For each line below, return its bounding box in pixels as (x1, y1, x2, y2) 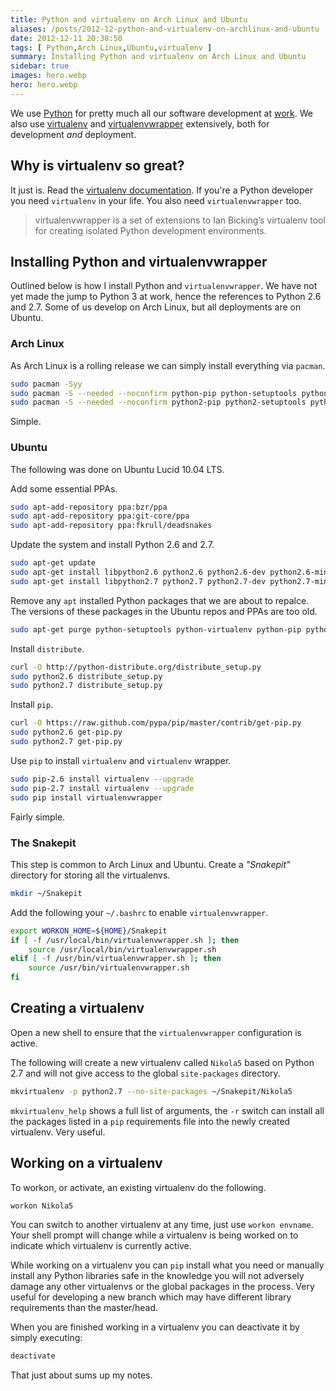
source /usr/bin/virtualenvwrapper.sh (28, 963, 190, 973)
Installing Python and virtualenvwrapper (10, 253, 268, 270)
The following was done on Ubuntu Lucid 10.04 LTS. (10, 463, 225, 475)
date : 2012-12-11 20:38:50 (10, 33, 123, 43)
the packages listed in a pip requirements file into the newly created (10, 1115, 291, 1127)
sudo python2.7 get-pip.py (10, 737, 123, 747)
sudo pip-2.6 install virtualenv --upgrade (10, 774, 195, 784)
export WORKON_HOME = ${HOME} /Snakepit (10, 926, 168, 936)
